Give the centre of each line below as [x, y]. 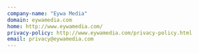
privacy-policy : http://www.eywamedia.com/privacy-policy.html [100, 33]
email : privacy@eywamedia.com [51, 39]
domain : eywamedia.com [40, 20]
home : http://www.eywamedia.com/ [55, 26]
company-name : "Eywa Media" [48, 13]
